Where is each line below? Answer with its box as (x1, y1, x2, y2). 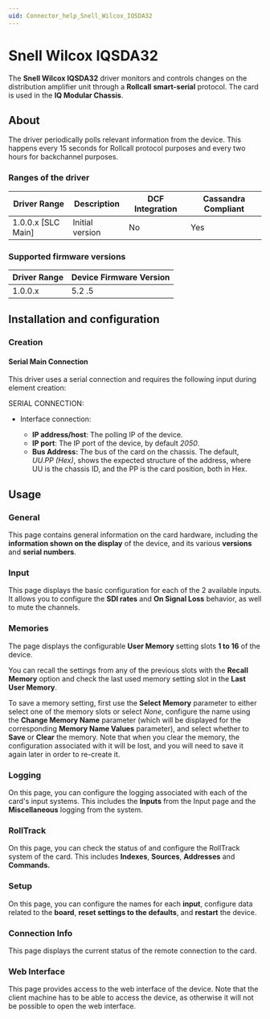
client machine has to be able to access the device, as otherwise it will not (8, 992, 255, 1003)
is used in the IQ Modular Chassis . (8, 90, 124, 100)
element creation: (8, 383, 67, 393)
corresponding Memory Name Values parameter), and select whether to (8, 723, 249, 733)
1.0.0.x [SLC (12, 217, 60, 228)
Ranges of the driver (8, 172, 90, 184)
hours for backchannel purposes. (8, 152, 119, 162)
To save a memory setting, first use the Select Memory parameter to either (8, 698, 257, 707)
